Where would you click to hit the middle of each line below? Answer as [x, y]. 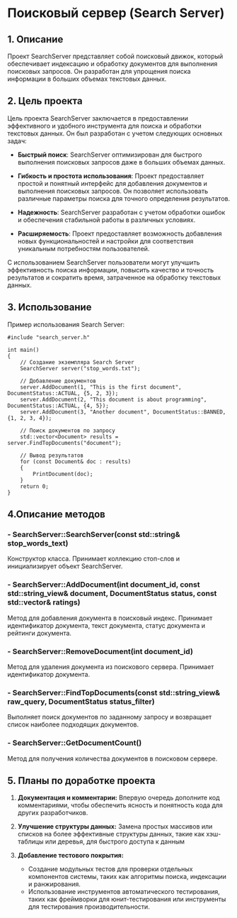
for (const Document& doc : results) [76, 461]
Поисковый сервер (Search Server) [116, 13]
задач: [17, 140]
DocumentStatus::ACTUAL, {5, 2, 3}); [63, 393]
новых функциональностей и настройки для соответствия [105, 241]
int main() [23, 350]
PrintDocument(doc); [63, 474]
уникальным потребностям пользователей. [83, 248]
